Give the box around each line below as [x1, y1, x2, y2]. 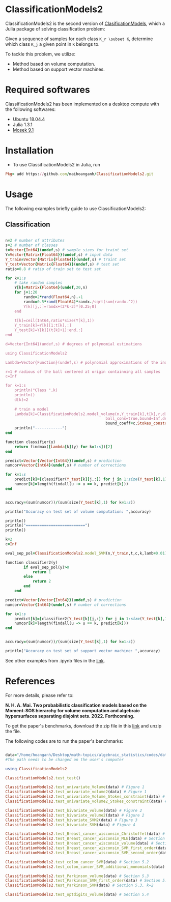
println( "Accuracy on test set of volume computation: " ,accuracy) [5, 509, 152, 514]
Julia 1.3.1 [12, 121, 33, 128]
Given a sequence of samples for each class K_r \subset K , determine [5, 36, 153, 42]
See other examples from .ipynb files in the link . [5, 657, 105, 663]
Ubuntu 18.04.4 [12, 116, 45, 122]
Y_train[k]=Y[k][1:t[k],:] [14, 323, 72, 328]
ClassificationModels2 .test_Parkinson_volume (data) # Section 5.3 [5, 874, 149, 879]
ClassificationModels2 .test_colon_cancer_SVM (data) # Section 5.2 [5, 859, 149, 864]
